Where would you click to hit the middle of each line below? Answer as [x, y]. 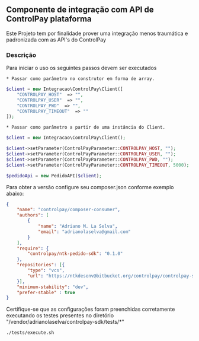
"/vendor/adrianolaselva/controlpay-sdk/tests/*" [65, 322]
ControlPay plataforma [49, 19]
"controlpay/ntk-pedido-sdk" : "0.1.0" [75, 254]
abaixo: [15, 193]
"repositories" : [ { [41, 265]
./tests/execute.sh [30, 333]
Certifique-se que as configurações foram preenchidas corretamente [91, 309]
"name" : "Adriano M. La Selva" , [78, 227]
